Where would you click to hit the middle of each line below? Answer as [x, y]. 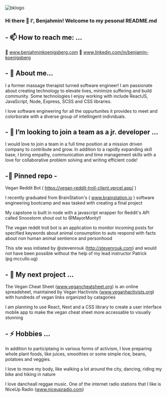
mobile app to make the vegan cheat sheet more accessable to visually [78, 312]
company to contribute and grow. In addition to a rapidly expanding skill [79, 149]
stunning [14, 317]
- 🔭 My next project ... [39, 274]
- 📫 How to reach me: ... [44, 38]
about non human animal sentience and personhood [59, 239]
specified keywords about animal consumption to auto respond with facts [81, 233]
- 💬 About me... [29, 73]
